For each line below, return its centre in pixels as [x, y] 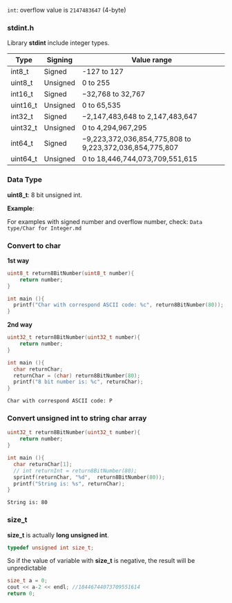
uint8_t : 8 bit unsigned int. [45, 195]
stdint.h [21, 28]
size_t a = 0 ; [28, 581]
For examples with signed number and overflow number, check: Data [105, 221]
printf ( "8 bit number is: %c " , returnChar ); [78, 382]
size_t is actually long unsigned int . [58, 535]
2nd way [20, 325]
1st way [18, 260]
